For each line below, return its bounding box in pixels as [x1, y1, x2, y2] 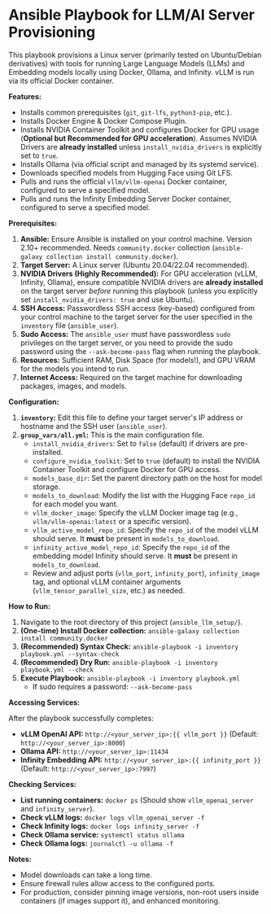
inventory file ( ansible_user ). [20, 320, 120, 330]
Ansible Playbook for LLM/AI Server [8, 6, 255, 24]
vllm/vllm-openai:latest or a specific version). [32, 516, 192, 526]
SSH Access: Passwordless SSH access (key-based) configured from [20, 303, 255, 313]
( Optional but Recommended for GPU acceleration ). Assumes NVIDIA [20, 133, 258, 143]
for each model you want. [32, 499, 119, 509]
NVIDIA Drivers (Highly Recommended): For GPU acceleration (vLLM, [20, 269, 258, 278]
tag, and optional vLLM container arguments [32, 576, 181, 587]
